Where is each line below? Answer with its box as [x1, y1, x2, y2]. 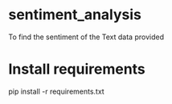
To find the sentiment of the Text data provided [8, 32, 165, 42]
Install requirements [8, 60, 146, 78]
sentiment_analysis [8, 6, 142, 24]
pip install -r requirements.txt [8, 86, 104, 96]
